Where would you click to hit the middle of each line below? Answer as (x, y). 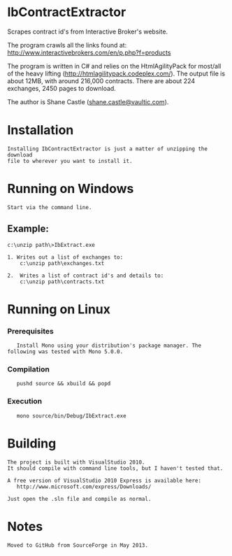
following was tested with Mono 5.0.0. (65, 352)
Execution (25, 401)
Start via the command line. (50, 207)
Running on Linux (59, 309)
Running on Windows (71, 189)
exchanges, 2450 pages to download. (62, 88)
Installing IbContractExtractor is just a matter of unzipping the (108, 149)
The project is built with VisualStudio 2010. (76, 462)
